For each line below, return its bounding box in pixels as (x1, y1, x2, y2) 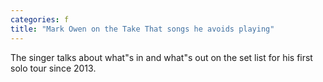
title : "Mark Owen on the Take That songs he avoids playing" (10, 24, 275, 34)
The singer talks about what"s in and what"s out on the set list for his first (10, 51, 313, 63)
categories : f (10, 14, 70, 25)
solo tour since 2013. (10, 62, 97, 74)
